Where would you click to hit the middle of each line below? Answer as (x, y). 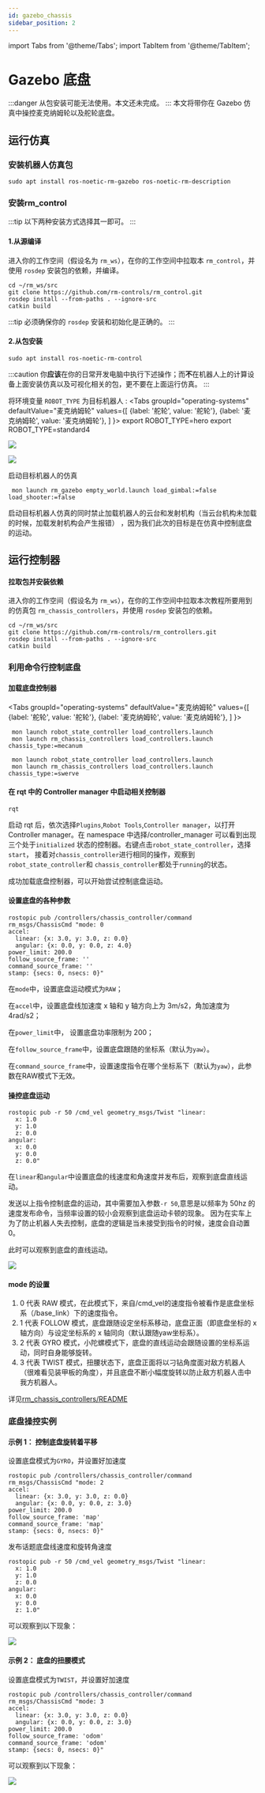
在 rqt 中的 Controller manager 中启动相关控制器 (87, 792)
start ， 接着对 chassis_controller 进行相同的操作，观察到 (102, 854)
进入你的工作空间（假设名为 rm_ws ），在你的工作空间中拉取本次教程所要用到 (130, 601)
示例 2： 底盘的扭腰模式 (47, 1660)
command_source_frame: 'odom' (58, 1743)
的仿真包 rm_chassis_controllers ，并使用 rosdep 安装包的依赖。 (112, 610)
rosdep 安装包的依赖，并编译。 (73, 270)
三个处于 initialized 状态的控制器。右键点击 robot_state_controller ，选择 (130, 844)
